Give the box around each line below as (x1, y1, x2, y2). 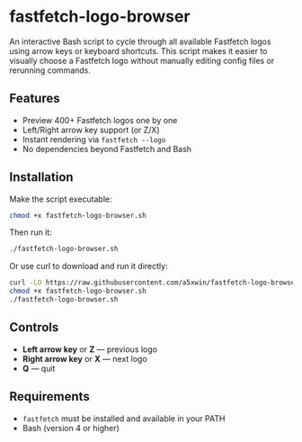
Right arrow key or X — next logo (22, 353, 148, 364)
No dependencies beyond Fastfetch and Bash (22, 143, 191, 154)
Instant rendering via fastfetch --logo (22, 133, 166, 145)
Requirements (9, 389, 90, 404)
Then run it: (9, 227, 52, 238)
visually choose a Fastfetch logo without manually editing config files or (9, 55, 275, 66)
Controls (9, 320, 59, 335)
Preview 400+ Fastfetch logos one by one (22, 114, 178, 125)
